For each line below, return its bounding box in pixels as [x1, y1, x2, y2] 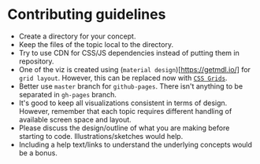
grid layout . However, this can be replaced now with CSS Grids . [18, 73, 228, 82]
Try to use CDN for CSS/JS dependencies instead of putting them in [18, 48, 240, 57]
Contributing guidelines [7, 5, 166, 24]
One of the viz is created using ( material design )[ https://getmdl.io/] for [18, 64, 251, 74]
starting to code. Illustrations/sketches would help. [18, 131, 184, 140]
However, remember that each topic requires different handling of [18, 106, 232, 115]
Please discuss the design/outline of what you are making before [18, 123, 230, 133]
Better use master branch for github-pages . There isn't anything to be [18, 81, 243, 91]
